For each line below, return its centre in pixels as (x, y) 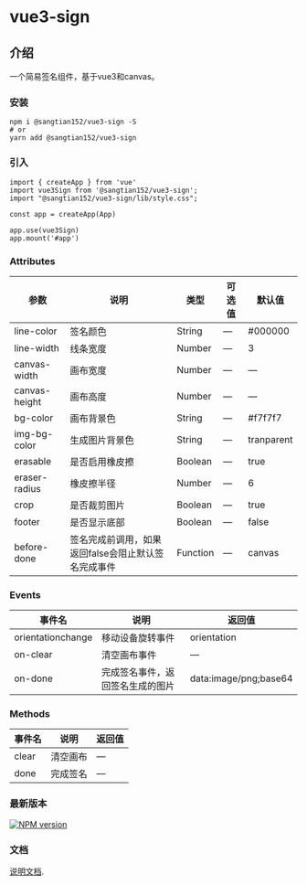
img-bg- (34, 433)
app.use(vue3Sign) (44, 230)
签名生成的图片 (143, 686)
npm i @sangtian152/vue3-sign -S (73, 122)
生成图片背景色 (102, 440)
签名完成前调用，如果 (116, 539)
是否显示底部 (97, 522)
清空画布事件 (129, 656)
